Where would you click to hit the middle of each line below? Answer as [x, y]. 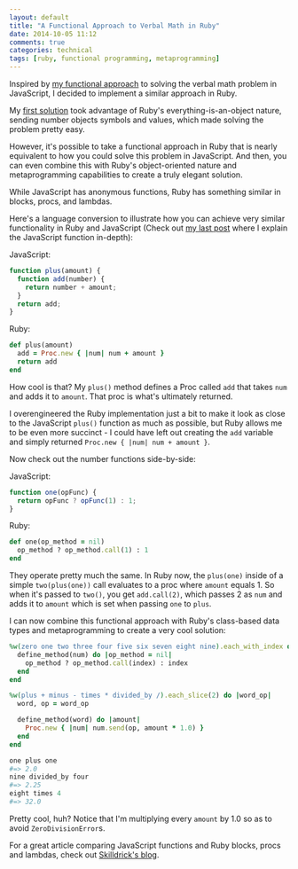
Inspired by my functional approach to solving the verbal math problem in [143, 84]
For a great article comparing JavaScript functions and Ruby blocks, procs [145, 845]
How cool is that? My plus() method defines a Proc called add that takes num [148, 387]
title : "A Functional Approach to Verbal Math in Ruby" [114, 26]
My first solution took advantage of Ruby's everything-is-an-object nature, [145, 110]
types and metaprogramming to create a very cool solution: [118, 630]
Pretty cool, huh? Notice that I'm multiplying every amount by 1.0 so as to [141, 818]
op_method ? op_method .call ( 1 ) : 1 [83, 551]
